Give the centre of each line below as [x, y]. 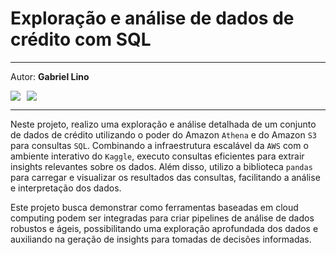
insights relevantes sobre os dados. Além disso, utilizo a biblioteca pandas [161, 166]
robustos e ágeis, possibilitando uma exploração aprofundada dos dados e [164, 228]
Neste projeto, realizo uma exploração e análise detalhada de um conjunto [163, 124]
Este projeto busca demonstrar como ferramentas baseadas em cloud [154, 207]
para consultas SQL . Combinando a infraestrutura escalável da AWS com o [159, 145]
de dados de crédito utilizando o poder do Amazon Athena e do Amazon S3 [164, 134]
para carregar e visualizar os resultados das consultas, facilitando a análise [165, 177]
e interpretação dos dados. [66, 188]
